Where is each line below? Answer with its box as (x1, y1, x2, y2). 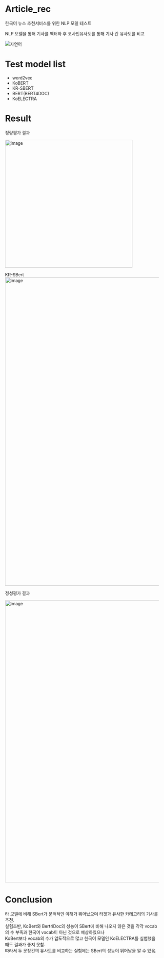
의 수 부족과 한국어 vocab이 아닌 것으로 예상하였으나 (5, 929, 105, 935)
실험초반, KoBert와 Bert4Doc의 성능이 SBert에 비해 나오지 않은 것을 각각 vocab (5, 923, 158, 929)
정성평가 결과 (5, 590, 30, 596)
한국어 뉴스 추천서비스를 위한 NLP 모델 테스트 (5, 20, 92, 26)
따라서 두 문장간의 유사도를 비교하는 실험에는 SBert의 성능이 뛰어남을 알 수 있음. (5, 948, 157, 954)
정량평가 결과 (5, 129, 30, 135)
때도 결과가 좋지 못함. (5, 941, 45, 947)
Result (5, 113, 32, 124)
